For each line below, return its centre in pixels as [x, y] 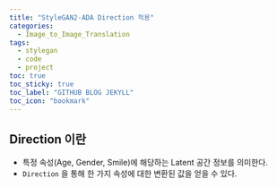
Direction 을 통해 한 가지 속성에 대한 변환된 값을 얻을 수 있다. [130, 174]
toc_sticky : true [42, 84]
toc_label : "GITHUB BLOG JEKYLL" [72, 92]
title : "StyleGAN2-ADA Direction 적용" [82, 17]
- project [35, 68]
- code [30, 59]
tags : [19, 42]
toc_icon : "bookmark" [50, 101]
